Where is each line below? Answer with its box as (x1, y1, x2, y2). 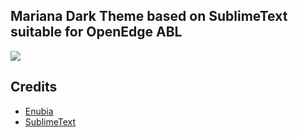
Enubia (24, 105, 54, 117)
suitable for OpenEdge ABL (10, 24, 183, 41)
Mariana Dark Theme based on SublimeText (10, 8, 288, 25)
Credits (10, 79, 58, 96)
